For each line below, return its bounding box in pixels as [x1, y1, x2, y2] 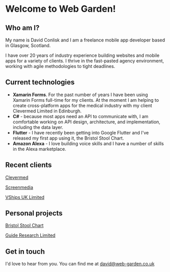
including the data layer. [12, 124, 63, 130]
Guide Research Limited [5, 232, 56, 238]
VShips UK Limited [5, 194, 45, 200]
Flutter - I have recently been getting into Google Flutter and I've [12, 129, 149, 135]
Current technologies [5, 78, 75, 87]
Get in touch [5, 247, 45, 256]
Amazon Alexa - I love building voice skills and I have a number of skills [12, 140, 164, 146]
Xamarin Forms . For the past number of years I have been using [12, 92, 148, 98]
